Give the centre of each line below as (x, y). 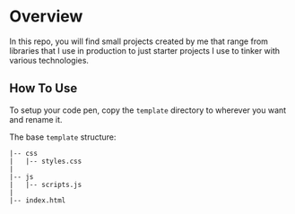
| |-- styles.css (46, 161)
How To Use (43, 88)
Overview (46, 17)
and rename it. (36, 119)
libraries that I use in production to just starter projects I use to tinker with (145, 50)
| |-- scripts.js (46, 184)
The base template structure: (63, 137)
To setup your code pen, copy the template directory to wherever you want (148, 110)
